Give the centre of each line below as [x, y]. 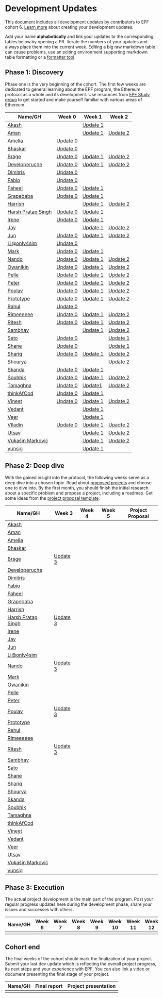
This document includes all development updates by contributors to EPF [77, 22]
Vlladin [15, 424]
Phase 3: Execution [35, 888]
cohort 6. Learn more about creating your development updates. [69, 27]
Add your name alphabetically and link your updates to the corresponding [79, 36]
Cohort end [23, 947]
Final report [49, 986]
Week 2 [119, 117]
